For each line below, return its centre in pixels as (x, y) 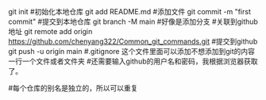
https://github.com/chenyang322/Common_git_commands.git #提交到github (133, 41)
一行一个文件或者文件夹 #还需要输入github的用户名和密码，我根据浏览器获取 (133, 61)
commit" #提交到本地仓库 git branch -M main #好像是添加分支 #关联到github (133, 21)
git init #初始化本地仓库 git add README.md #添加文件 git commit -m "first (130, 12)
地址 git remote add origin (50, 31)
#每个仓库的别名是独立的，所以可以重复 (73, 88)
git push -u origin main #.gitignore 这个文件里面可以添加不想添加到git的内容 (132, 51)
